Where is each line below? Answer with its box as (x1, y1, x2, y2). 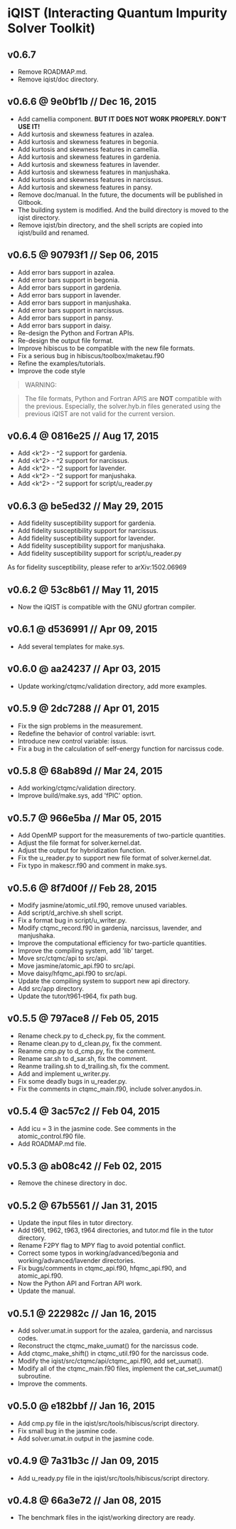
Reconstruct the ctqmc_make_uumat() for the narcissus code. (17, 1341, 199, 1350)
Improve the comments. (17, 1379, 87, 1388)
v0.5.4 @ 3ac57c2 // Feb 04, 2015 (7, 1105, 161, 1117)
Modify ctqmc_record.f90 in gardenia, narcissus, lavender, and (17, 923, 202, 932)
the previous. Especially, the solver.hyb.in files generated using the (24, 402, 221, 410)
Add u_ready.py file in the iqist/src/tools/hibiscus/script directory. (17, 1473, 210, 1482)
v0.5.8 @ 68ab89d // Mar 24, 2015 (7, 765, 163, 777)
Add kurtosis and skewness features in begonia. (17, 137, 159, 146)
